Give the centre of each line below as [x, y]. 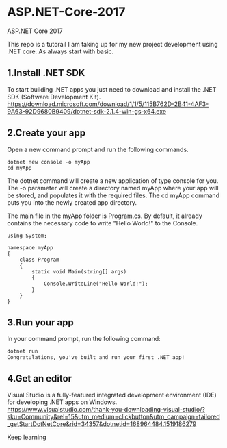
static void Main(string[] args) [79, 271]
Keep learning [27, 437]
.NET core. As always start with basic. [61, 51]
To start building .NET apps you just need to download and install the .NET [112, 89]
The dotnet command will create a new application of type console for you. [113, 181]
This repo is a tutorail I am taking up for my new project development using [112, 44]
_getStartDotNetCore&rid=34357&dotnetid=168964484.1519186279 [102, 424]
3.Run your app [40, 322]
